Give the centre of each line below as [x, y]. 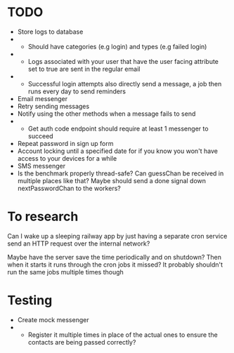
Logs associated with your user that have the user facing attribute [123, 61]
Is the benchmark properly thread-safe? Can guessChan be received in [121, 173]
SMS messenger [41, 166]
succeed [41, 136]
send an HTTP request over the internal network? [79, 244]
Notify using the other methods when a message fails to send [106, 114]
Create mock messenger [53, 319]
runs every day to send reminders [77, 91]
